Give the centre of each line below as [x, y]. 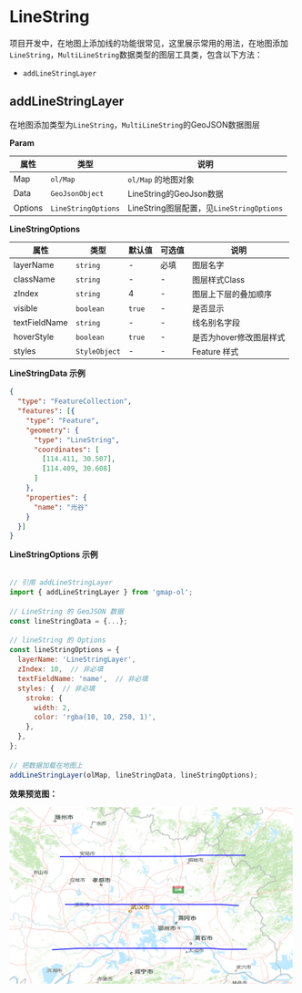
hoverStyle [34, 336]
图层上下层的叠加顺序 [232, 294]
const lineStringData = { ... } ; [69, 621]
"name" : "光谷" [61, 507]
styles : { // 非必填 [56, 688]
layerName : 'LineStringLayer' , [77, 660]
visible [25, 308]
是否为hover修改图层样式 [239, 337]
